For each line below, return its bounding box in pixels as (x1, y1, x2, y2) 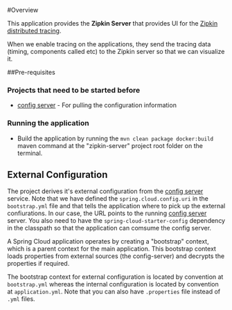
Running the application (7, 118, 89, 128)
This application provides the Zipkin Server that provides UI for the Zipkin (7, 19, 218, 27)
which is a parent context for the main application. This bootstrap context (7, 245, 217, 253)
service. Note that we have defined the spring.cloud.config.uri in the (7, 194, 209, 203)
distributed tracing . (7, 27, 62, 35)
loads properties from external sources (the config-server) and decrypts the (7, 252, 225, 260)
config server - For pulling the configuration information (17, 101, 177, 109)
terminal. (17, 149, 43, 157)
